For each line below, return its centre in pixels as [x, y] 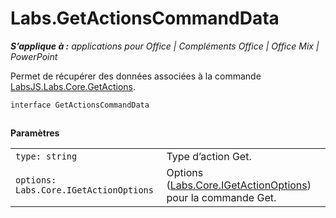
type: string [46, 156]
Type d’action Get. [209, 157]
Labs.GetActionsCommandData [145, 18]
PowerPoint [34, 56]
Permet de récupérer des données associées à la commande [136, 76]
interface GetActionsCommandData [80, 105]
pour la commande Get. [221, 198]
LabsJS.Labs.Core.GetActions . [73, 86]
